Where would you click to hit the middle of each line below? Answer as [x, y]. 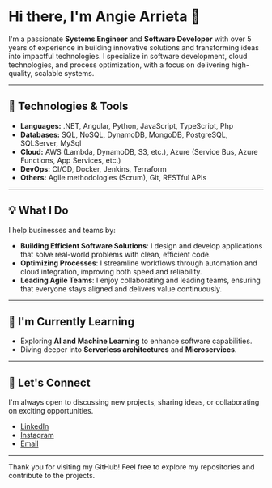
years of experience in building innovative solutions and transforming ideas [134, 47]
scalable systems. [64, 73]
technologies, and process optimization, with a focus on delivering [119, 65]
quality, [21, 73]
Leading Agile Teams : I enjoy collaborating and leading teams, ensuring [140, 280]
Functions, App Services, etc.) [70, 160]
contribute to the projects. [52, 476]
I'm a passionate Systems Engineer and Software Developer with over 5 [130, 39]
